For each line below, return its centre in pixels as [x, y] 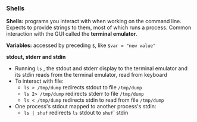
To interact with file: [39, 81]
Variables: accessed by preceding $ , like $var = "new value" [81, 45]
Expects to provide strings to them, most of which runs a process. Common [99, 27]
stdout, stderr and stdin [36, 57]
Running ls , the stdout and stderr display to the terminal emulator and [101, 68]
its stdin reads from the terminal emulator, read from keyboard [91, 75]
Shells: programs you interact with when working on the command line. [94, 21]
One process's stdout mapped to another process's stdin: [85, 107]
